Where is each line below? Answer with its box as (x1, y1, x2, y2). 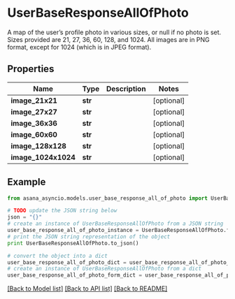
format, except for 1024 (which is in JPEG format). (7, 43, 152, 51)
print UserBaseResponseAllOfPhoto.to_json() (7, 240, 139, 247)
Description (106, 84, 146, 94)
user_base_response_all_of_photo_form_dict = (7, 272, 142, 279)
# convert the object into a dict (7, 252, 108, 259)
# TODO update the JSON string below (7, 207, 117, 214)
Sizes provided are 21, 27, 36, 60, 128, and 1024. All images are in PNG (7, 35, 210, 43)
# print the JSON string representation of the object (7, 233, 171, 240)
